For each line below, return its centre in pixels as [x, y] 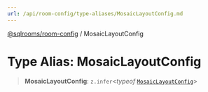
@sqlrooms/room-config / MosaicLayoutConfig [75, 33]
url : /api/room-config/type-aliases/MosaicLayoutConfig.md [95, 14]
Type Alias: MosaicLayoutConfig [104, 62]
